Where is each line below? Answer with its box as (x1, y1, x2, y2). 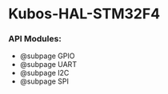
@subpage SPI (19, 76, 70, 86)
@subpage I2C (19, 69, 70, 78)
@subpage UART (19, 60, 78, 69)
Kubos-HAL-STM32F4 (8, 5, 161, 23)
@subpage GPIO (19, 51, 75, 61)
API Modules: (8, 33, 62, 45)
